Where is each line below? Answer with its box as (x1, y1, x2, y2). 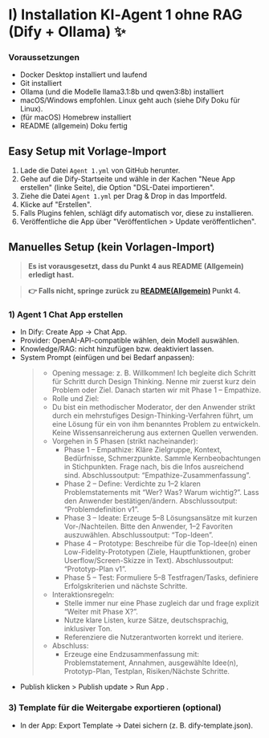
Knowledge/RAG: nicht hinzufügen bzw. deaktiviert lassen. (19, 344, 214, 354)
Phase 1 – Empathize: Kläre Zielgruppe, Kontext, (63, 445, 222, 455)
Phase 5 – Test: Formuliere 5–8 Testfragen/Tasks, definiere (63, 573, 259, 582)
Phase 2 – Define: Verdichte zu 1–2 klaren (63, 479, 201, 489)
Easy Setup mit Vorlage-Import (8, 144, 167, 158)
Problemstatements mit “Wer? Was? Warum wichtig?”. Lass (63, 488, 259, 497)
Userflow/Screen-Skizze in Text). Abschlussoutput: (63, 556, 234, 566)
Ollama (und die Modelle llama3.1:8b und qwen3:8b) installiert (19, 87, 224, 97)
